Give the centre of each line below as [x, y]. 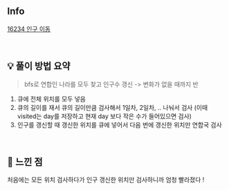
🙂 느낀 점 [25, 162]
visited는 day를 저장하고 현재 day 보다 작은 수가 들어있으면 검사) [104, 116]
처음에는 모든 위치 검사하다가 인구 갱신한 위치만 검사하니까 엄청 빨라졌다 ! [106, 180]
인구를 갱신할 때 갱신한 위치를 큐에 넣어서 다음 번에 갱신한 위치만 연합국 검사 [120, 124]
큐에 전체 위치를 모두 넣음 [52, 99]
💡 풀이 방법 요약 [39, 66]
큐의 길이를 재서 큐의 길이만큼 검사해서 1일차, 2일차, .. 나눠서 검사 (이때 [112, 107]
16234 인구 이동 [29, 29]
